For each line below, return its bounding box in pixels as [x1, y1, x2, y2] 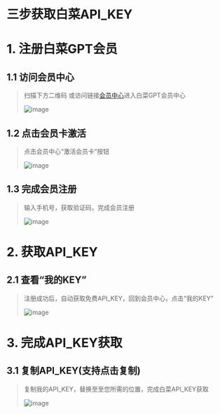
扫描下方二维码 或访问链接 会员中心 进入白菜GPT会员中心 [23, 91, 186, 100]
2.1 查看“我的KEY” [6, 274, 87, 286]
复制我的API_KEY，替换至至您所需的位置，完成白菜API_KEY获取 [23, 385, 209, 393]
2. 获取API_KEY [6, 244, 99, 260]
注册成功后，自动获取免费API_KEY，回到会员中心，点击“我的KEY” [23, 294, 214, 302]
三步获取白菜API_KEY [6, 6, 133, 22]
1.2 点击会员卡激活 [6, 127, 87, 139]
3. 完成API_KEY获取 [6, 335, 123, 351]
